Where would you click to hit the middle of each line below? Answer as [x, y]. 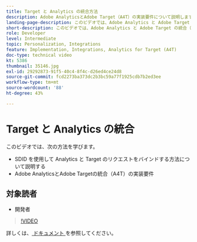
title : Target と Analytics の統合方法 [52, 11]
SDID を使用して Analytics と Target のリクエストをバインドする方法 [97, 159]
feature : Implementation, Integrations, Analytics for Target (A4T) [91, 50]
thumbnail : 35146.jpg [33, 66]
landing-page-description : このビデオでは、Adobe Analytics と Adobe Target [98, 22]
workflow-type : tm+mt [33, 83]
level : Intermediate [31, 39]
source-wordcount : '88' [35, 88]
